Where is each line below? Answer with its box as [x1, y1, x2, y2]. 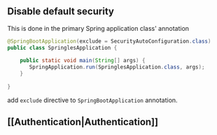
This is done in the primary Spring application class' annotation [7, 24, 190, 32]
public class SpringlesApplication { [7, 44, 118, 51]
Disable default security [7, 6, 114, 17]
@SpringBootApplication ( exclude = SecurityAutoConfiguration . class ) [7, 38, 211, 45]
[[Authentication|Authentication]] [7, 116, 159, 128]
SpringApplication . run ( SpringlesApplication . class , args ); [29, 64, 205, 71]
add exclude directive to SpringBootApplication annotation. [7, 96, 178, 104]
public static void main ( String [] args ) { [20, 57, 146, 64]
